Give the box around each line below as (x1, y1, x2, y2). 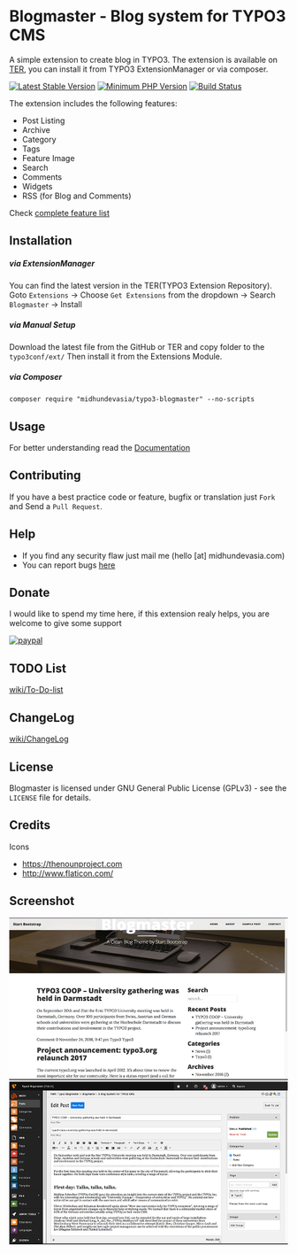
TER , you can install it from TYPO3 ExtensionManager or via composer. (9, 64, 269, 74)
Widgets (21, 181, 53, 191)
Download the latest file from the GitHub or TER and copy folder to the (9, 342, 265, 352)
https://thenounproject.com (21, 858, 123, 869)
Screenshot (9, 894, 75, 909)
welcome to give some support (9, 618, 122, 629)
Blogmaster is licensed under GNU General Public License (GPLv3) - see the (9, 782, 287, 793)
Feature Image (21, 152, 75, 163)
